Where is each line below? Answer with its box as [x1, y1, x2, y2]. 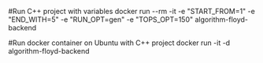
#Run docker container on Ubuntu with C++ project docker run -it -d [8, 38, 231, 47]
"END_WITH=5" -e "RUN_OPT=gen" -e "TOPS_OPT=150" [8, 15, 194, 24]
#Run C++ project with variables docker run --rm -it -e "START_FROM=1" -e [8, 7, 256, 16]
